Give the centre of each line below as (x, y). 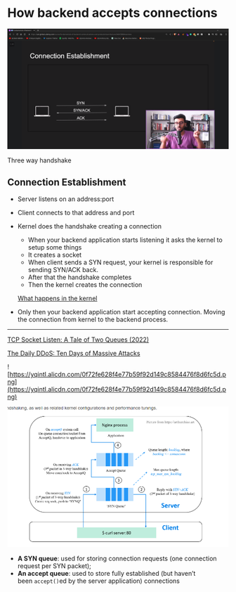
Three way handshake (39, 160)
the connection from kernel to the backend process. (93, 320)
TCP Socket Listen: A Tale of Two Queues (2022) (78, 340)
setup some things (55, 247)
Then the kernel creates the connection (85, 285)
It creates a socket (55, 255)
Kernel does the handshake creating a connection (89, 226)
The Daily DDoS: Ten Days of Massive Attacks (74, 354)
